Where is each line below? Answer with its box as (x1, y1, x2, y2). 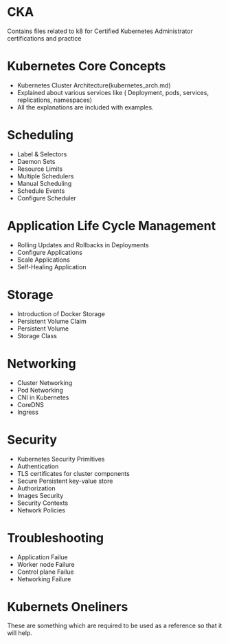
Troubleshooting (7, 530, 104, 546)
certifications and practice (7, 34, 82, 42)
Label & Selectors (16, 149, 67, 158)
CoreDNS (16, 400, 45, 408)
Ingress (16, 408, 39, 416)
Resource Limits (16, 165, 63, 173)
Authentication (16, 462, 59, 470)
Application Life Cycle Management (7, 218, 216, 233)
